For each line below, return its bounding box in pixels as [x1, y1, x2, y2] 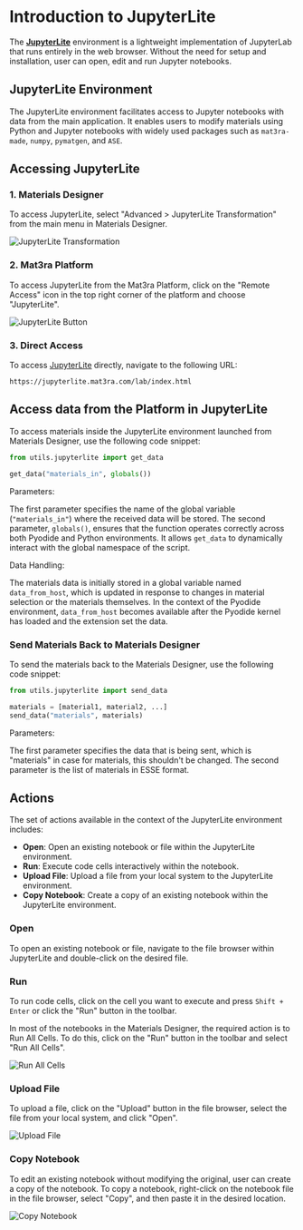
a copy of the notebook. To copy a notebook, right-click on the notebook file [9, 1183, 294, 1194]
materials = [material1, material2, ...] [9, 702, 168, 711]
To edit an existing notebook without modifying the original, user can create [9, 1173, 291, 1185]
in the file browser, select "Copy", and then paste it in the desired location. [9, 1193, 287, 1204]
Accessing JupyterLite [9, 161, 140, 177]
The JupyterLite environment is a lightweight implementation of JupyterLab [9, 36, 292, 47]
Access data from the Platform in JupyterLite [9, 402, 269, 417]
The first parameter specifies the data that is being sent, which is [9, 745, 251, 756]
